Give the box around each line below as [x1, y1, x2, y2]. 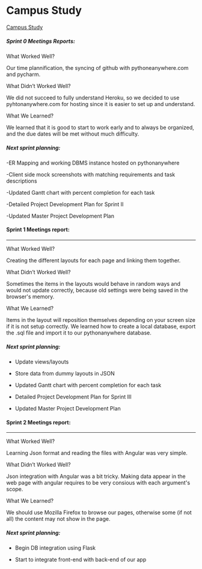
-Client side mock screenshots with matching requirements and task [6, 171, 176, 178]
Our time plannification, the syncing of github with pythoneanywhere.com [6, 64, 189, 71]
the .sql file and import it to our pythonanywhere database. [6, 329, 152, 336]
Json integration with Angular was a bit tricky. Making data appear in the [6, 473, 186, 480]
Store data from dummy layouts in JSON [14, 370, 115, 377]
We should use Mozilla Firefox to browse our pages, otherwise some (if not [6, 509, 192, 516]
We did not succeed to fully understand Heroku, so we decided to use [6, 94, 180, 101]
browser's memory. [6, 293, 55, 300]
